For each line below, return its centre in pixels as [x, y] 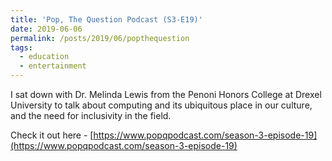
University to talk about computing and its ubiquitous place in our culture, [161, 105]
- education [44, 57]
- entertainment [53, 66]
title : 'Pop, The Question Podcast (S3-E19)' [106, 19]
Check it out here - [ [52, 135]
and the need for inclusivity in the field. [91, 115]
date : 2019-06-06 [46, 29]
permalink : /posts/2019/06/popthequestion [100, 38]
